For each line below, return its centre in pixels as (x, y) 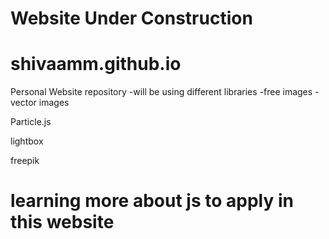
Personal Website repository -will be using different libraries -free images (161, 92)
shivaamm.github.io (96, 64)
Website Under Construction (131, 18)
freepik (25, 161)
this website (62, 222)
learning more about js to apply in (152, 201)
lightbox (27, 141)
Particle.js (31, 122)
